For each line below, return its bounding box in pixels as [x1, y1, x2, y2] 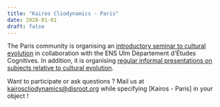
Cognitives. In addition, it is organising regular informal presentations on [7, 57, 212, 65]
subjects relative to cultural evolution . [7, 64, 114, 72]
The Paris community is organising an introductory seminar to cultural [7, 42, 206, 50]
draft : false [7, 23, 45, 30]
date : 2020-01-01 [7, 17, 57, 23]
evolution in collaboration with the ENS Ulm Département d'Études [7, 49, 196, 57]
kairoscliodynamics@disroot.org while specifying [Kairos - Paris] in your [7, 84, 213, 93]
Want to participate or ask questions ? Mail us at [7, 77, 145, 86]
